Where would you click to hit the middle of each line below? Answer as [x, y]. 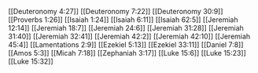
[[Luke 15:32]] [31, 61]
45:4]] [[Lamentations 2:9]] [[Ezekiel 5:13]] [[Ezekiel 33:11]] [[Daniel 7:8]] [126, 45]
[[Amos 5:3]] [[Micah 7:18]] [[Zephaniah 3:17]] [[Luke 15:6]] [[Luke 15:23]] [127, 53]
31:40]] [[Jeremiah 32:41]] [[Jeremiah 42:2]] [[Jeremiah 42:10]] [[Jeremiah [129, 36]
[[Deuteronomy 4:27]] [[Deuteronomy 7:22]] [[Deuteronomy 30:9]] [116, 11]
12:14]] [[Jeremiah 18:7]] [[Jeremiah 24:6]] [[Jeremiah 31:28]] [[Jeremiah [126, 28]
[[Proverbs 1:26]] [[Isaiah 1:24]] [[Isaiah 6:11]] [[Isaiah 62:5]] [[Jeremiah [123, 20]
